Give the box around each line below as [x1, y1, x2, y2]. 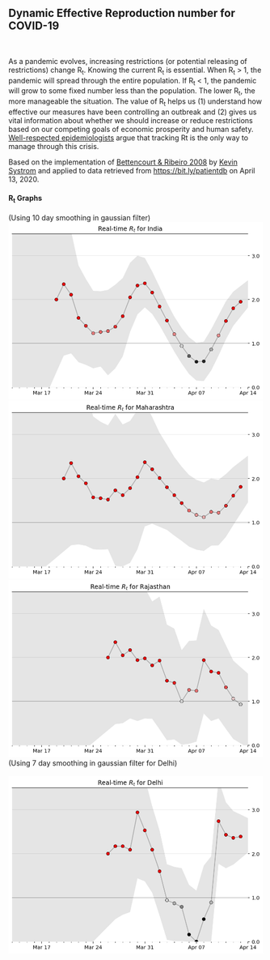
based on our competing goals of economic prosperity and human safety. [8, 125, 254, 134]
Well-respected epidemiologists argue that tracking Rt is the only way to [8, 133, 249, 143]
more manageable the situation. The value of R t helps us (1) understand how [8, 96, 263, 108]
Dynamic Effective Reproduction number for [8, 6, 236, 20]
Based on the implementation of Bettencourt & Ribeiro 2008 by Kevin [8, 157, 238, 167]
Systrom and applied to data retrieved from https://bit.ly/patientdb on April [8, 166, 255, 175]
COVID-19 [8, 19, 60, 33]
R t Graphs [8, 193, 43, 205]
